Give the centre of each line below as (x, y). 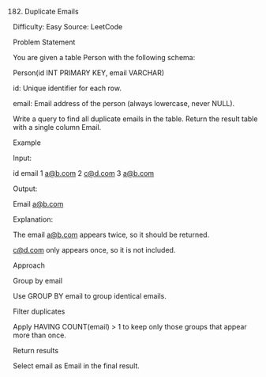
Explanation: (33, 219)
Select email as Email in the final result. (77, 366)
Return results (36, 350)
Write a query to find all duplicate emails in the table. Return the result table (135, 119)
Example (27, 143)
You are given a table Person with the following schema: (104, 57)
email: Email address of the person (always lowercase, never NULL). (124, 103)
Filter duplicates (39, 311)
